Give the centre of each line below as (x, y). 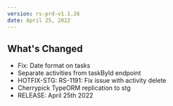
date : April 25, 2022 (39, 20)
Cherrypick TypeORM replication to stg (74, 88)
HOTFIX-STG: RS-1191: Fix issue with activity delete (92, 81)
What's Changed (45, 49)
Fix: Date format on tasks (54, 66)
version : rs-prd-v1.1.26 (44, 14)
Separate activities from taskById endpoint (79, 73)
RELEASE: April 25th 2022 (55, 95)
